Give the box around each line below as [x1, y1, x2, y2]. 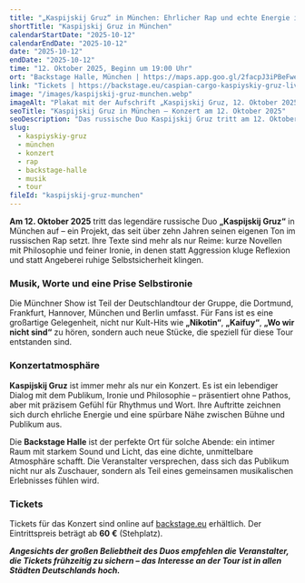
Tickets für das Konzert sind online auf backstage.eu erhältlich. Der [9, 518, 261, 528]
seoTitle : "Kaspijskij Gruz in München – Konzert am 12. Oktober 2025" [9, 106, 286, 116]
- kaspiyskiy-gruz [17, 132, 88, 141]
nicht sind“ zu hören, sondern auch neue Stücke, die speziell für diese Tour [9, 327, 293, 337]
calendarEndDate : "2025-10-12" [9, 38, 128, 48]
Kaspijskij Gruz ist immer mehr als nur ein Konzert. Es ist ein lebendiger [9, 379, 279, 391]
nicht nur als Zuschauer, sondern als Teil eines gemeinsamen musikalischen [9, 465, 293, 476]
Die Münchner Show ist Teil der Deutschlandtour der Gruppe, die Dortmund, [9, 297, 294, 309]
